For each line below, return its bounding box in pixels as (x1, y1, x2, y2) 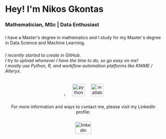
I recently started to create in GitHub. (5, 52, 81, 58)
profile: (76, 109, 91, 115)
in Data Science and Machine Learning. (5, 40, 86, 46)
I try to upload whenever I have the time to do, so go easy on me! (5, 57, 139, 63)
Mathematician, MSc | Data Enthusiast (5, 21, 100, 28)
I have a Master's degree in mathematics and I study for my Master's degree (5, 35, 161, 41)
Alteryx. (5, 68, 21, 74)
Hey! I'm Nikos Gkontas (5, 3, 104, 15)
